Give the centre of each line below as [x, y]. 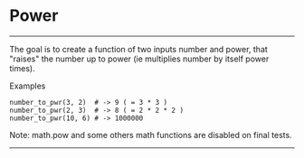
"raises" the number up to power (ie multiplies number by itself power [139, 59]
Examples [28, 86]
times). [22, 68]
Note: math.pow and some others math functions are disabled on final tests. [151, 135]
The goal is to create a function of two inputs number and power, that [139, 49]
